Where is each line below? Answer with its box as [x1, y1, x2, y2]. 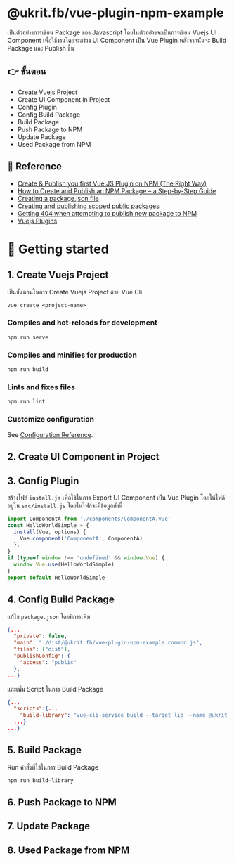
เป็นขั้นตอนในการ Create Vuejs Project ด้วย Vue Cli [7, 287, 143, 296]
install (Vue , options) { [13, 528, 86, 536]
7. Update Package [7, 820, 90, 832]
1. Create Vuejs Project [7, 269, 109, 281]
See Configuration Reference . [7, 430, 93, 439]
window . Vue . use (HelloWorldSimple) [13, 561, 115, 569]
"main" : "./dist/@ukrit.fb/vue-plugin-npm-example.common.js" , [13, 640, 202, 647]
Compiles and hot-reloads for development [7, 318, 158, 327]
